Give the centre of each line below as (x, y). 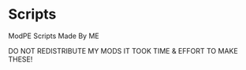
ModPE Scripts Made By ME (54, 36)
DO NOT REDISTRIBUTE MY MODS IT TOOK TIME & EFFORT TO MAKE (123, 51)
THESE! (20, 59)
